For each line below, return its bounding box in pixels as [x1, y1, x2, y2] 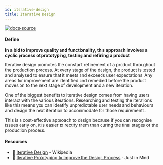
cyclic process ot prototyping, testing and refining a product [5, 52, 130, 58]
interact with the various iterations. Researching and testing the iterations [5, 97, 152, 103]
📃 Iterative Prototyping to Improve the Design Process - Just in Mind [12, 154, 150, 160]
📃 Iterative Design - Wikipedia [12, 149, 72, 155]
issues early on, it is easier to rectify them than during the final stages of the [5, 122, 159, 128]
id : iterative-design [5, 7, 49, 12]
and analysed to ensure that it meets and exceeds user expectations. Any [5, 72, 153, 78]
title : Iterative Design [5, 12, 56, 17]
